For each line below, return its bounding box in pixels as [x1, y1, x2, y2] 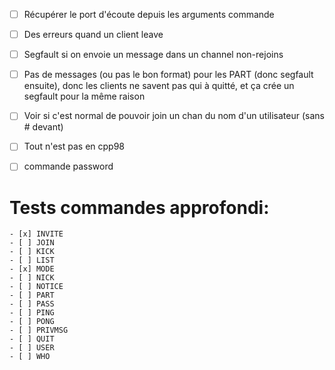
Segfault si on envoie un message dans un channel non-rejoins [23, 49, 284, 61]
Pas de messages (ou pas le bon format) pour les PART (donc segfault [23, 69, 314, 81]
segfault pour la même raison [23, 90, 146, 103]
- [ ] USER [9, 343, 55, 353]
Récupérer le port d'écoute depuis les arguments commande [23, 9, 275, 20]
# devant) [23, 121, 64, 133]
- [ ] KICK [9, 247, 55, 257]
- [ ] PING [9, 308, 55, 318]
